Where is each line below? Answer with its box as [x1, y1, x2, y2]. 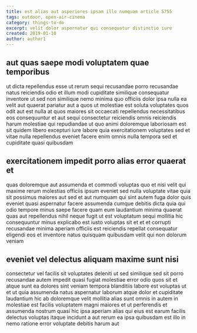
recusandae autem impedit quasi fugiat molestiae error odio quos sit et [6, 276, 178, 283]
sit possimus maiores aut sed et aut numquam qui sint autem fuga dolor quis [6, 193, 191, 200]
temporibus [6, 67, 50, 77]
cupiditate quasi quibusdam [6, 139, 74, 146]
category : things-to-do [6, 19, 65, 25]
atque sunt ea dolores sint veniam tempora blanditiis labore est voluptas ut [6, 282, 187, 289]
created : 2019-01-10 [6, 31, 57, 37]
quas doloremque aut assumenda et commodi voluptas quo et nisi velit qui [6, 181, 186, 188]
